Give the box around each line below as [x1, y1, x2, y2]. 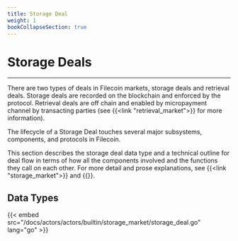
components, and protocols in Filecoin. [7, 135, 121, 143]
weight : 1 [7, 17, 37, 24]
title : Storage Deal [7, 10, 69, 18]
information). [7, 114, 45, 122]
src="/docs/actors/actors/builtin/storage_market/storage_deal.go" [7, 218, 201, 227]
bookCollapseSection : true [7, 23, 87, 30]
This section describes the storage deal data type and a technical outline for [7, 149, 230, 158]
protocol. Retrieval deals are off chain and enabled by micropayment [7, 99, 208, 107]
